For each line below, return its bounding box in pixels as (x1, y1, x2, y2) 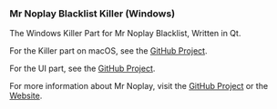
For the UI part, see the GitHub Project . (9, 63, 156, 74)
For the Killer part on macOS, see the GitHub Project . (9, 45, 208, 56)
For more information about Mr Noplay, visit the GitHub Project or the (9, 81, 269, 92)
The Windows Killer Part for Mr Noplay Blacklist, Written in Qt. (9, 28, 241, 39)
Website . (9, 90, 43, 102)
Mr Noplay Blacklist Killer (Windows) (9, 7, 176, 20)
